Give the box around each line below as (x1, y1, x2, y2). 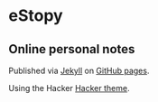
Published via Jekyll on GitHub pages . (8, 65, 150, 76)
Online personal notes (8, 42, 135, 57)
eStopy (8, 5, 64, 26)
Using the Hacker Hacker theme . (8, 83, 130, 93)
